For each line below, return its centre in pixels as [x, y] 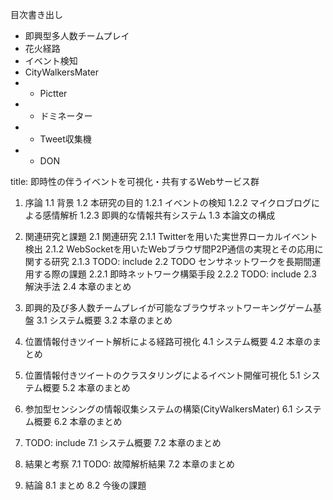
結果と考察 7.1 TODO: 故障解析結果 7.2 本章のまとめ [130, 464]
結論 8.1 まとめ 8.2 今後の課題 [85, 485]
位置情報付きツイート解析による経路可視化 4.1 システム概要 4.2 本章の [168, 341]
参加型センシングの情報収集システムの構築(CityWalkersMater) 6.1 [158, 409]
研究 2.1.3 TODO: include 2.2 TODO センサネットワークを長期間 [182, 261]
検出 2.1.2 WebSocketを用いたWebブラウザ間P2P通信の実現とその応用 [169, 249]
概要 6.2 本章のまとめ [78, 421]
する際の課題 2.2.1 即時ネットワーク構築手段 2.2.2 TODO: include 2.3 [175, 274]
